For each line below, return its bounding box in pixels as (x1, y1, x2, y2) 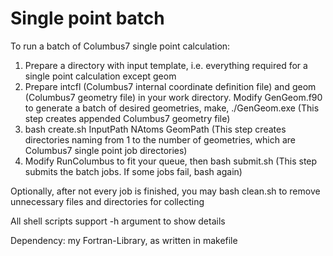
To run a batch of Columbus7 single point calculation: (10, 40, 231, 52)
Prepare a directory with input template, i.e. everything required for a (24, 59, 308, 71)
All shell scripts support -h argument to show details (10, 215, 226, 227)
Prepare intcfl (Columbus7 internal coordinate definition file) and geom (24, 80, 317, 92)
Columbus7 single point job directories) (24, 144, 188, 156)
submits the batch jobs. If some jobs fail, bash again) (24, 165, 243, 177)
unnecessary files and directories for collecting (10, 195, 205, 207)
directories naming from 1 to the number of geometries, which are (24, 133, 296, 146)
